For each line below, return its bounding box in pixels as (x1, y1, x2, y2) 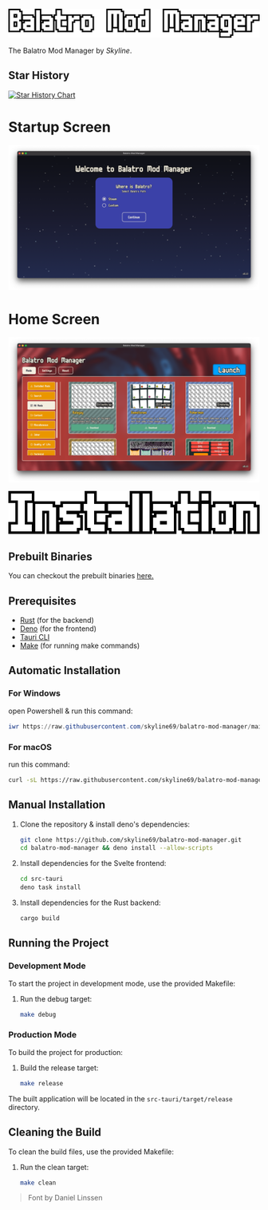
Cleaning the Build (8, 1125, 102, 1139)
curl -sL (8, 776, 37, 784)
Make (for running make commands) (19, 641, 140, 651)
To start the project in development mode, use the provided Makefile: (8, 978, 236, 988)
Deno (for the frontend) (19, 624, 97, 633)
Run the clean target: (19, 1162, 89, 1172)
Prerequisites (8, 594, 77, 608)
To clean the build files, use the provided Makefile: (8, 1147, 174, 1156)
